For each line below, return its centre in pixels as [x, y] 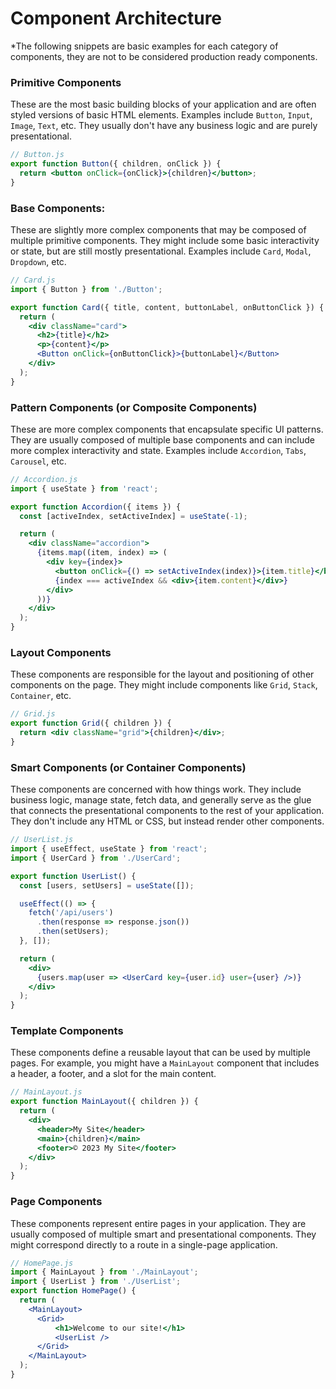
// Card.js [33, 280]
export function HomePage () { [73, 1291]
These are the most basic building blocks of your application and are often [163, 104]
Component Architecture [116, 18]
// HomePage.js [42, 1263]
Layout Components [61, 652]
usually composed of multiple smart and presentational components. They [163, 1234]
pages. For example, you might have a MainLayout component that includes [165, 1063]
